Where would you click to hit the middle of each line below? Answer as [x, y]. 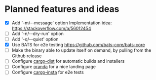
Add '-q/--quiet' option [35, 39]
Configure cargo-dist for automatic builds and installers [68, 61]
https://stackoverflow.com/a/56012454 [51, 28]
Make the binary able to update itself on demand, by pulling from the [81, 50]
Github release [27, 56]
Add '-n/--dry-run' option [38, 34]
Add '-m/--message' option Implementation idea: [62, 23]
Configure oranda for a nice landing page [54, 67]
